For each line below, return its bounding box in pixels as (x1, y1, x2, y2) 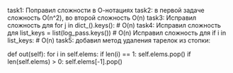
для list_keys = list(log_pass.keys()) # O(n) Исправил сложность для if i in (7, 28, 227, 37)
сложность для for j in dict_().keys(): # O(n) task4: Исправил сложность (7, 21, 222, 29)
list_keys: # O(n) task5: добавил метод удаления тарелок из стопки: (7, 36, 211, 45)
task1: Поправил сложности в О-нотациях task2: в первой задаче (7, 6, 205, 14)
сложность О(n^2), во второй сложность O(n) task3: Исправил (7, 13, 197, 22)
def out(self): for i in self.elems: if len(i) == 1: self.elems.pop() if (7, 50, 191, 58)
